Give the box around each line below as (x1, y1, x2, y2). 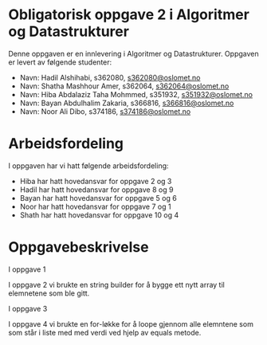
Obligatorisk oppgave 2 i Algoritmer (8, 6, 249, 24)
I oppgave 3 (8, 304, 48, 313)
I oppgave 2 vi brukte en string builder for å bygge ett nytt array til (8, 280, 225, 289)
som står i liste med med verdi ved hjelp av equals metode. (8, 327, 202, 337)
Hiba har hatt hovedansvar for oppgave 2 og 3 (19, 176, 172, 186)
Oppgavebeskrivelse (8, 238, 149, 257)
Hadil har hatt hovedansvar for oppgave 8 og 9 (19, 185, 174, 194)
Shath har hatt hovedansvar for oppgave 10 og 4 (19, 210, 179, 220)
